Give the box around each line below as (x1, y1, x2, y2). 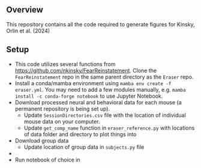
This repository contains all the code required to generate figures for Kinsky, (6, 20, 195, 28)
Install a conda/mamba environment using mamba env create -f (14, 79, 172, 86)
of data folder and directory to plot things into (23, 130, 137, 137)
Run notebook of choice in (14, 156, 80, 163)
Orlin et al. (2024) (6, 27, 50, 34)
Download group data (14, 137, 69, 144)
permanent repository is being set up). (14, 105, 110, 112)
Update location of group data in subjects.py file (23, 143, 145, 151)
